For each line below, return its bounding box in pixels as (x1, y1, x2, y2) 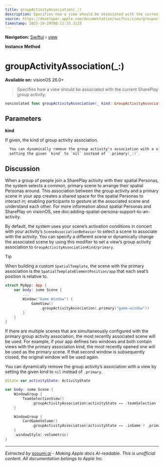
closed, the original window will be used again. (5, 354, 99, 360)
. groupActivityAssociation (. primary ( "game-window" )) (40, 306, 150, 311)
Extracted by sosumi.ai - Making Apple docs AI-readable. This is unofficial (5, 450, 155, 456)
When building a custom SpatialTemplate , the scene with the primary (5, 263, 144, 269)
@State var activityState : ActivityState (5, 378, 91, 383)
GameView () (31, 301, 54, 306)
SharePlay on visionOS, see (5, 209, 61, 215)
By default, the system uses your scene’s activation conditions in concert (5, 223, 152, 229)
